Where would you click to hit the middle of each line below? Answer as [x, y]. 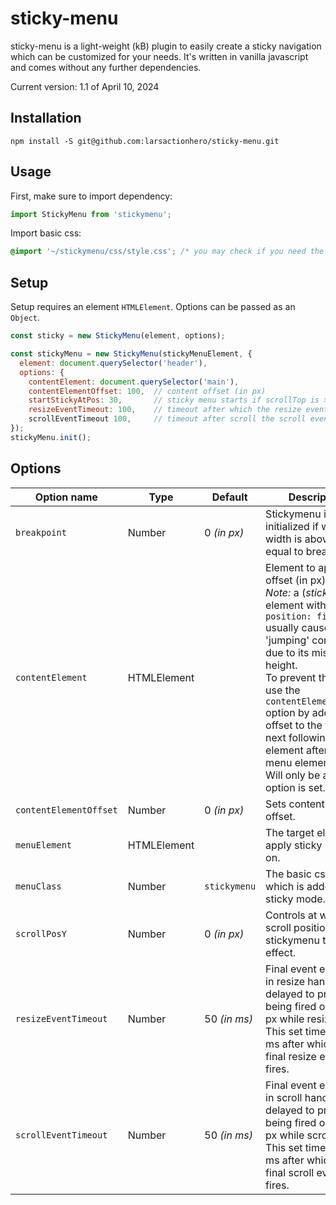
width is [284, 539]
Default [229, 497]
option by [287, 712]
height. [281, 665]
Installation [46, 118]
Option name [66, 497]
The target [290, 832]
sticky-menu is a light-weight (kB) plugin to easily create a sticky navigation [166, 46]
